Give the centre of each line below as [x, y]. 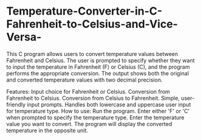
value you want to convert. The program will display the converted [89, 124]
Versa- [24, 37]
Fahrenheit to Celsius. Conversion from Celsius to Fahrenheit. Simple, [93, 98]
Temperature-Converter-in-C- [84, 11]
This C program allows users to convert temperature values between [92, 54]
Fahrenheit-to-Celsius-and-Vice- [92, 24]
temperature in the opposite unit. [47, 130]
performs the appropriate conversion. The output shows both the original [98, 73]
